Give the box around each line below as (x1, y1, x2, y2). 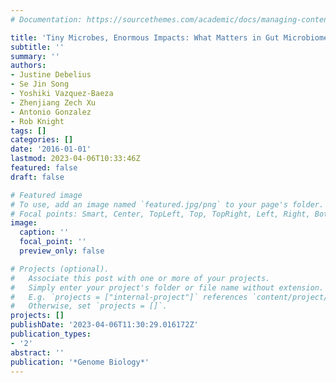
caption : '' (19, 227, 70, 238)
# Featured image (10, 190, 83, 200)
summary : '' (10, 51, 60, 61)
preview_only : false (19, 246, 105, 256)
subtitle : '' (10, 42, 65, 52)
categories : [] (10, 135, 74, 145)
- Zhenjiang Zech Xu (10, 97, 97, 108)
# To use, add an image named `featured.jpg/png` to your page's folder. (10, 199, 325, 210)
